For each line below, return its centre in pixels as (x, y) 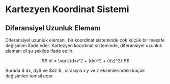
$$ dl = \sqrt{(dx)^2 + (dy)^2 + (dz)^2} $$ (86, 61)
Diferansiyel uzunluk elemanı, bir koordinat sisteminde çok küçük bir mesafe (85, 40)
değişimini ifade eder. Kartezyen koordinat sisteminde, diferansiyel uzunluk (84, 46)
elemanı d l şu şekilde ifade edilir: (39, 51)
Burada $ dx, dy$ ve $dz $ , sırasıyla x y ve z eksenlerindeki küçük (75, 70)
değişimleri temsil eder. (30, 76)
